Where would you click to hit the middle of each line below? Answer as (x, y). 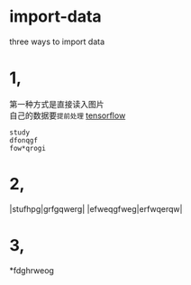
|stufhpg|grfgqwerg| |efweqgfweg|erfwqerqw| (96, 208)
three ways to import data (57, 41)
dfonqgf (24, 140)
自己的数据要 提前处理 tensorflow (68, 115)
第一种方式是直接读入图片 (57, 104)
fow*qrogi (28, 148)
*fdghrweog (32, 270)
